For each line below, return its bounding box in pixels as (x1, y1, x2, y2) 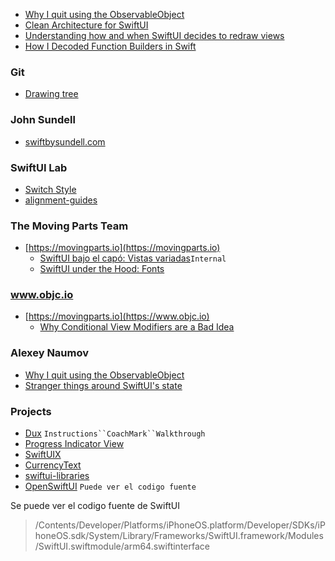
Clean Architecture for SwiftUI (24, 19, 149, 31)
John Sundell (10, 113, 76, 127)
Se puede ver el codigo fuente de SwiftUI (10, 500, 180, 512)
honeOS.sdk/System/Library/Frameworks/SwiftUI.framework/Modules (34, 530, 324, 542)
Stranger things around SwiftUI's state (24, 379, 183, 391)
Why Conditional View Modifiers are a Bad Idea (39, 321, 235, 333)
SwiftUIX (24, 449, 62, 461)
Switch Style (24, 183, 77, 195)
